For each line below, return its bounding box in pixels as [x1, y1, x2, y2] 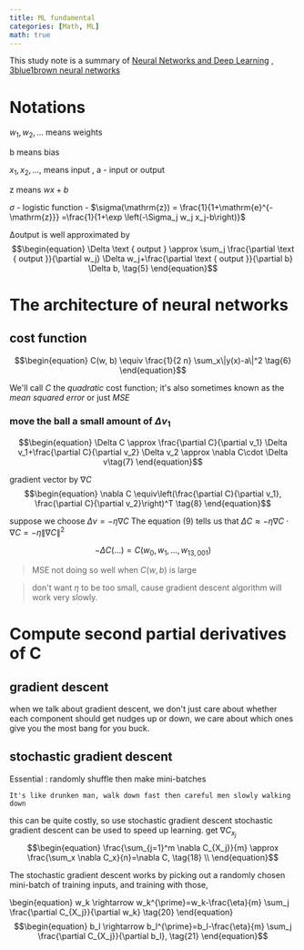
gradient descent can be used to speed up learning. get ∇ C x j [9, 824, 237, 839]
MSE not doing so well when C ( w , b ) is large [31, 564, 198, 575]
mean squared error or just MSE [9, 392, 130, 403]
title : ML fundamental [9, 13, 96, 23]
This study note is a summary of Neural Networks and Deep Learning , [9, 56, 275, 66]
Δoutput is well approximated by [9, 229, 130, 240]
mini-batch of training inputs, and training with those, [9, 879, 209, 890]
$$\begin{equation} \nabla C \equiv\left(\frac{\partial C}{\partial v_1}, [24, 488, 282, 499]
